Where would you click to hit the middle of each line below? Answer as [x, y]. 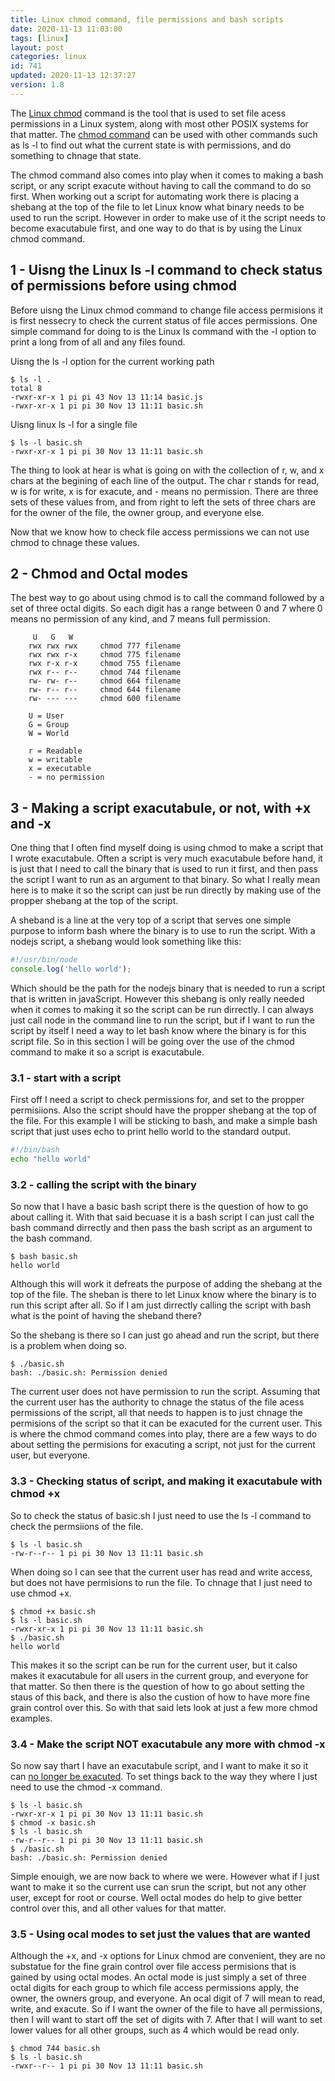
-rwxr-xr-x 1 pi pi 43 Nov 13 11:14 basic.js [106, 397]
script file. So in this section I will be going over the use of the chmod [152, 1041]
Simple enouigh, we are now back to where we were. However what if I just [165, 1876]
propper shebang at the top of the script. [94, 901]
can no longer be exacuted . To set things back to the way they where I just [164, 1776]
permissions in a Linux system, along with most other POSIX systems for [159, 123]
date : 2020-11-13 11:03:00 [66, 29]
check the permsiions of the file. [77, 1526]
